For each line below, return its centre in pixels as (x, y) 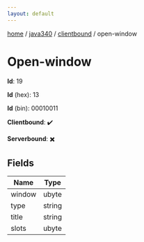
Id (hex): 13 (23, 94)
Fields (21, 163)
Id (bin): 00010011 (33, 108)
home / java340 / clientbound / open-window (72, 33)
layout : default (31, 14)
